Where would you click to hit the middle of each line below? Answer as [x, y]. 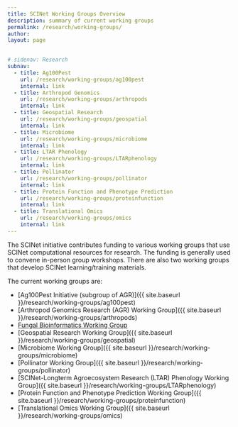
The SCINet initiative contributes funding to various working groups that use [119, 245]
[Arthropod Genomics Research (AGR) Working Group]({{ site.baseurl [119, 310]
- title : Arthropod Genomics [57, 93]
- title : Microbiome [44, 132]
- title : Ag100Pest [43, 73]
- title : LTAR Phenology [50, 152]
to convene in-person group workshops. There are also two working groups [118, 260]
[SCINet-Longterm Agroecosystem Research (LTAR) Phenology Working [123, 377]
